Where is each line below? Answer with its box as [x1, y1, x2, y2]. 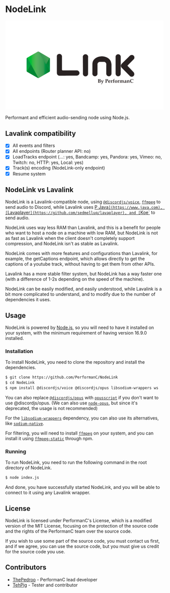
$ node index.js [5, 475, 39, 480]
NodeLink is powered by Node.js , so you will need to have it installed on [5, 324, 154, 330]
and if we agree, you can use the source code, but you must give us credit [5, 543, 159, 549]
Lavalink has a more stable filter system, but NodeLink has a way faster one [5, 271, 162, 277]
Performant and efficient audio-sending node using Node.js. [5, 115, 130, 121]
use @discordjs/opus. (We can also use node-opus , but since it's [5, 400, 138, 406]
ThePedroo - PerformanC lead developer [12, 576, 98, 582]
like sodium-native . [5, 420, 44, 427]
